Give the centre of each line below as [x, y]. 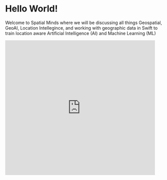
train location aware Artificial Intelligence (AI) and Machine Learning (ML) [80, 33]
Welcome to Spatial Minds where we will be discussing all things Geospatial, [84, 23]
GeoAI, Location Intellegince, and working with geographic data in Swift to [81, 28]
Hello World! [31, 9]
